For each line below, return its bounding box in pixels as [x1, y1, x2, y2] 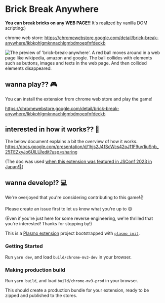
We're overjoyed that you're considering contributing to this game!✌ [5, 195, 144, 201]
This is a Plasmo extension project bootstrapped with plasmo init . [5, 230, 140, 236]
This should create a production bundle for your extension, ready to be [5, 287, 149, 293]
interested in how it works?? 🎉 [5, 125, 100, 134]
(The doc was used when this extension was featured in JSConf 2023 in [5, 158, 152, 164]
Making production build [5, 266, 65, 273]
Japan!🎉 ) [5, 163, 24, 169]
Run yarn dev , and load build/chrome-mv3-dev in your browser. [5, 254, 132, 260]
